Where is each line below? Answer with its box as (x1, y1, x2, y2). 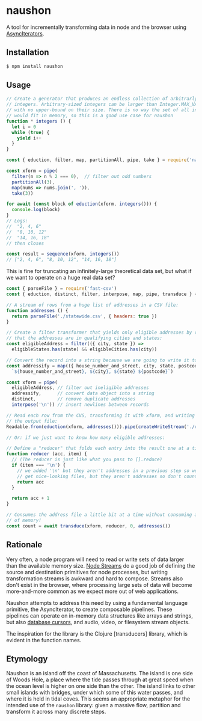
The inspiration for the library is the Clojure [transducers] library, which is (6, 630, 188, 637)
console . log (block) (11, 207, 61, 213)
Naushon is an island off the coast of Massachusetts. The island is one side (6, 670, 194, 677)
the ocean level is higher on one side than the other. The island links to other (6, 683, 195, 690)
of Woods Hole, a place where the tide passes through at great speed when (6, 676, 194, 683)
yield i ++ (17, 135, 42, 141)
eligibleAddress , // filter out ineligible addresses (11, 385, 149, 391)
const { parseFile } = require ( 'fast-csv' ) (6, 286, 117, 292)
